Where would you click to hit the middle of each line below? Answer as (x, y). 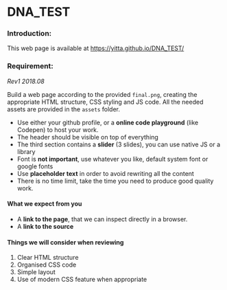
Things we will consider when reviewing (65, 242)
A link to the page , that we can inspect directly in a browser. (102, 219)
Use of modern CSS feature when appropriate (82, 280)
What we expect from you (45, 204)
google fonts (35, 166)
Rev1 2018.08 (26, 81)
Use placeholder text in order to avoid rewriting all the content (105, 173)
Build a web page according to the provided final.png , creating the (102, 94)
